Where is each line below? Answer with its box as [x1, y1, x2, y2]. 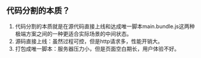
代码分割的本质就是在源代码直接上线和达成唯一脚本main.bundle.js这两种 [15, 23, 195, 30]
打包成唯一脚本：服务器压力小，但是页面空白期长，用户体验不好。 [15, 45, 180, 52]
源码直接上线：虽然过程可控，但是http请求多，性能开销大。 [15, 38, 163, 45]
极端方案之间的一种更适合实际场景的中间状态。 [15, 30, 132, 37]
